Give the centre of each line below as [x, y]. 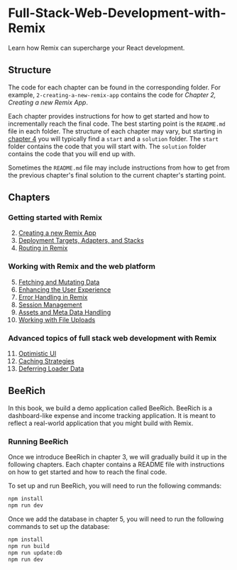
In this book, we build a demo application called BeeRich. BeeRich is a [110, 408]
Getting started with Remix [55, 218]
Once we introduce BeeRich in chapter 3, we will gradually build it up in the [117, 457]
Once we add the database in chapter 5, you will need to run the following [116, 519]
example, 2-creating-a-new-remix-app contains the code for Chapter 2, [112, 94]
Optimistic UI [37, 353]
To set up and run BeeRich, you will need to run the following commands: [115, 486]
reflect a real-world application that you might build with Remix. [101, 423]
